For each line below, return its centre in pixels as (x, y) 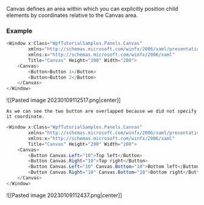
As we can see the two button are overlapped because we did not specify (102, 112)
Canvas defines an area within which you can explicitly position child (92, 9)
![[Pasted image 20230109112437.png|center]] (64, 195)
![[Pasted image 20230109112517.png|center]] (64, 100)
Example (19, 31)
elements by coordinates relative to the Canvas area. (72, 15)
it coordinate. (25, 117)
